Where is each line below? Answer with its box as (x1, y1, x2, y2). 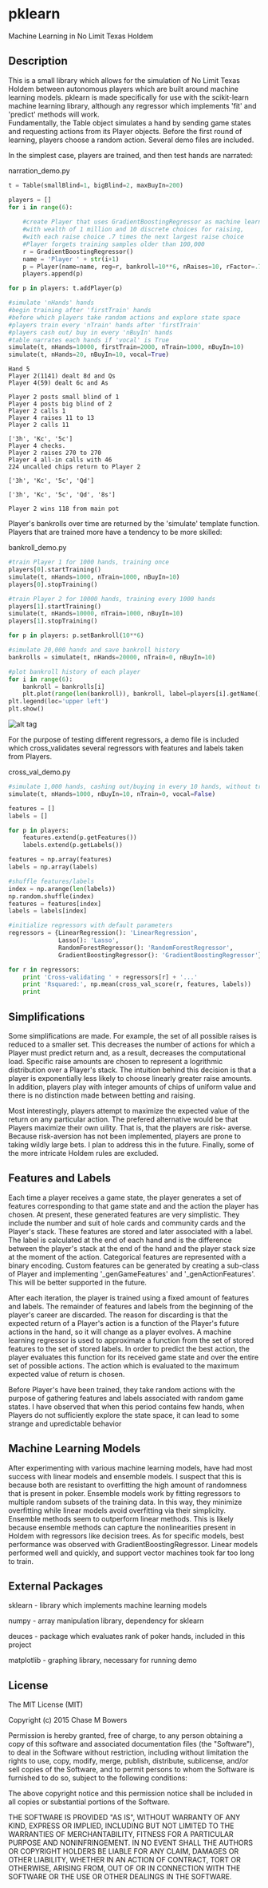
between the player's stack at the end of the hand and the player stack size (8, 1243, 256, 1253)
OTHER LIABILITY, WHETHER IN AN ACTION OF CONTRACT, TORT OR (8, 1855, 241, 1865)
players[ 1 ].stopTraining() (8, 617, 98, 625)
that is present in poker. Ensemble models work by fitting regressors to (8, 1488, 241, 1498)
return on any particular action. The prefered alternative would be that (8, 1114, 238, 1124)
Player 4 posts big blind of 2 (8, 400, 112, 408)
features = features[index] (8, 900, 102, 908)
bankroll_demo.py (8, 543, 67, 552)
